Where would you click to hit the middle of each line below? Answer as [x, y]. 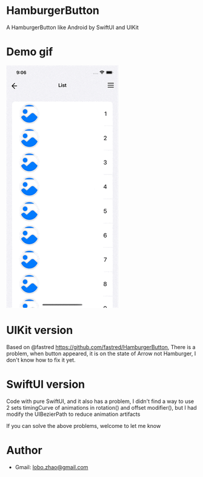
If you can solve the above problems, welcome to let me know [84, 425]
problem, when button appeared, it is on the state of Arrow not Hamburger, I [101, 353]
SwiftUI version [46, 384]
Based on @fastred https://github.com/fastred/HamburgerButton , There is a [101, 347]
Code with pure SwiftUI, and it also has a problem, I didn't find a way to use [100, 401]
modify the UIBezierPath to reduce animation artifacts [73, 414]
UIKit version [40, 330]
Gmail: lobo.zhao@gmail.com [52, 467]
